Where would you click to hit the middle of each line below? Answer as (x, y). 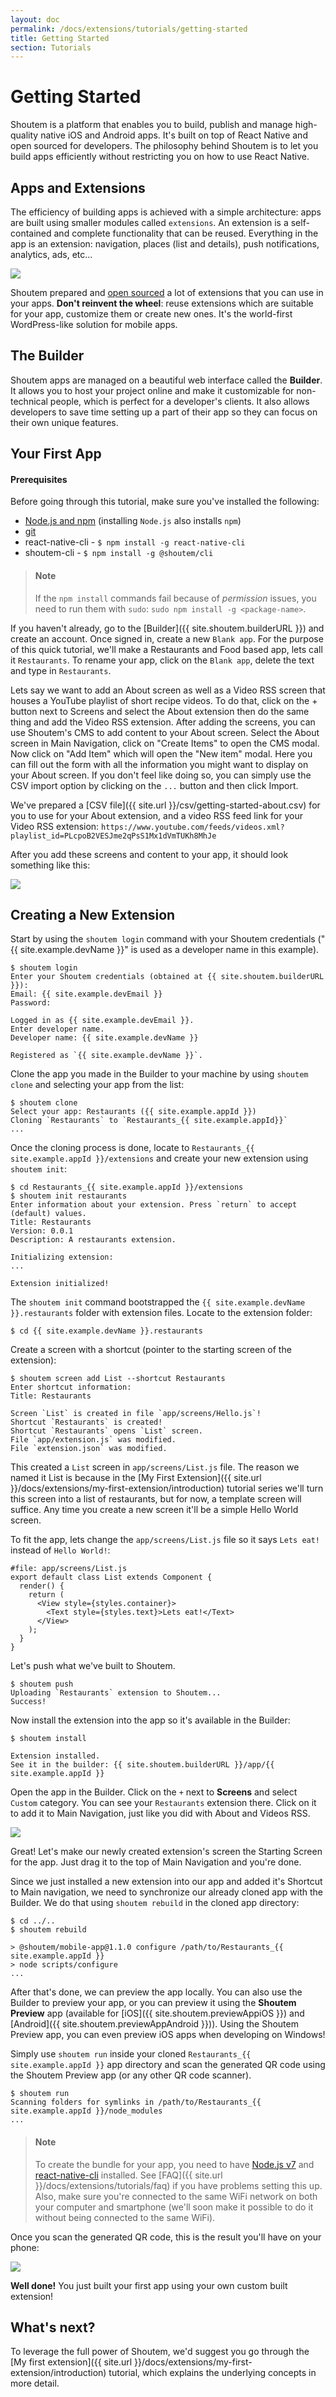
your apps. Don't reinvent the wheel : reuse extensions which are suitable (162, 303)
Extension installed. (55, 1756)
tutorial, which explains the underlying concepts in (212, 2373)
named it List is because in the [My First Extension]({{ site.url (136, 1478)
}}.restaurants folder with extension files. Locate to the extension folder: (161, 1313)
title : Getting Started (60, 38)
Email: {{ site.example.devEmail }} (86, 994)
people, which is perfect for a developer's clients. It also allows (179, 401)
